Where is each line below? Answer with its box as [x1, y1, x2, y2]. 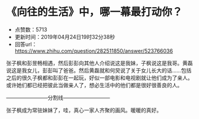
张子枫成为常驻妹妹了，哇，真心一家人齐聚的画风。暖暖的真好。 [6, 107, 162, 114]
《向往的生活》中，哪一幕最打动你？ [6, 5, 183, 19]
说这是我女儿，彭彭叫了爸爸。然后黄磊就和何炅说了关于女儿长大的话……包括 [6, 67, 192, 74]
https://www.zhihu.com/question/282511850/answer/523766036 [14, 47, 174, 54]
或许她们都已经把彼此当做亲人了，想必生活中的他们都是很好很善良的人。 [6, 81, 182, 88]
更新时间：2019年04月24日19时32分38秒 [14, 33, 115, 40]
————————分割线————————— [6, 94, 110, 101]
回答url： [14, 41, 37, 48]
